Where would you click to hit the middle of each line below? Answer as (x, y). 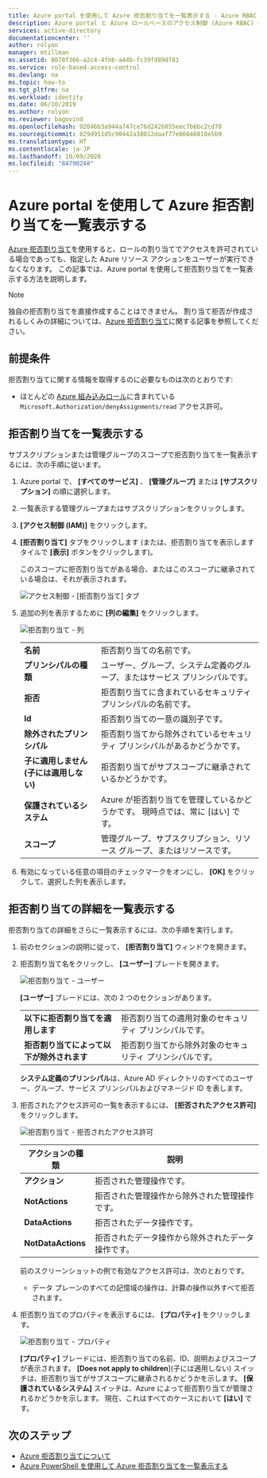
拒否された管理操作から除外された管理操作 (174, 1195)
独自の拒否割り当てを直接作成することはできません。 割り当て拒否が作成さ (131, 311)
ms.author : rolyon (39, 112)
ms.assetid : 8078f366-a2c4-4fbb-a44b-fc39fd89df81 (94, 61)
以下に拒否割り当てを (64, 1018)
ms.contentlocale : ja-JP (49, 149)
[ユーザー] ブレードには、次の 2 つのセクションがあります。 (118, 997)
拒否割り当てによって (63, 1045)
